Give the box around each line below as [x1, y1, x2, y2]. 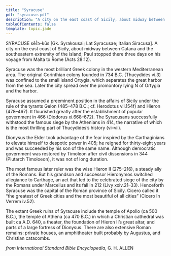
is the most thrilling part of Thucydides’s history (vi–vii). [6, 125, 122, 131]
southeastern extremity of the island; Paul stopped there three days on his [6, 51, 161, 57]
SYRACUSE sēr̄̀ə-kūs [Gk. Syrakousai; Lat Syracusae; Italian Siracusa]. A [6, 40, 158, 46]
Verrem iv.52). [6, 199, 36, 205]
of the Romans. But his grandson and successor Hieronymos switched [6, 171, 153, 178]
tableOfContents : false [6, 21, 56, 27]
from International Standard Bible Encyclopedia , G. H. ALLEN [6, 245, 134, 251]
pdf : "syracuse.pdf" [6, 12, 50, 17]
